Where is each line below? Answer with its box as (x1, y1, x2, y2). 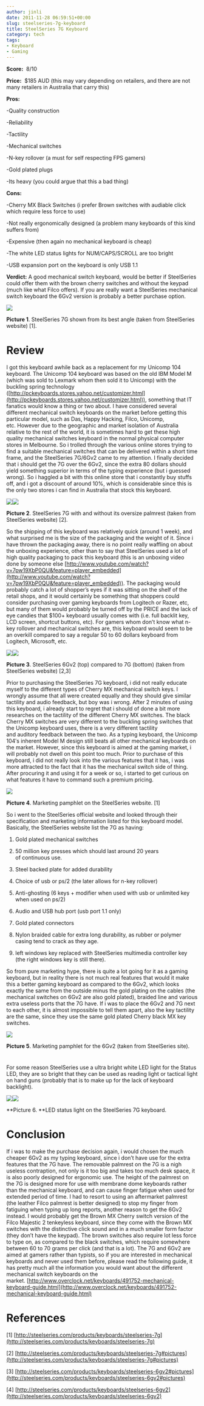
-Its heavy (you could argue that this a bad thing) (6, 178, 129, 185)
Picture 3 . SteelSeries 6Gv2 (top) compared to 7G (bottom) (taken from (6, 660, 185, 668)
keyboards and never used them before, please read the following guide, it (6, 1257, 193, 1265)
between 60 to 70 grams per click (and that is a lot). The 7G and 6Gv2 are (6, 1244, 191, 1252)
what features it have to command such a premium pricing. (6, 776, 154, 783)
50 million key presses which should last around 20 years (15, 847, 159, 854)
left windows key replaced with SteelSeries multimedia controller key (15, 949, 188, 957)
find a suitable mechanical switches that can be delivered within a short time (6, 448, 198, 455)
